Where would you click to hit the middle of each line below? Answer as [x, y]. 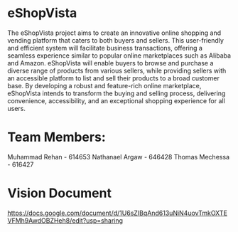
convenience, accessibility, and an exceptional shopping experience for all [116, 100]
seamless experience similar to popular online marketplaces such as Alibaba [119, 56]
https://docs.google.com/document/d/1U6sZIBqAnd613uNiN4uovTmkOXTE [117, 213]
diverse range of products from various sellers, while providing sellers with [117, 70]
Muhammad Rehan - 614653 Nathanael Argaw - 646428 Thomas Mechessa [118, 157]
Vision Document [60, 193]
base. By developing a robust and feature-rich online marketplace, [104, 85]
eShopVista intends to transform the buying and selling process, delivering [117, 93]
